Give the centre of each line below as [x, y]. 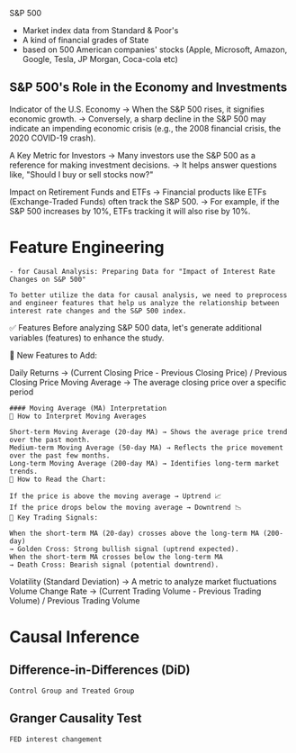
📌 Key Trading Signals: [54, 517]
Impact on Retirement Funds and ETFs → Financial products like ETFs [138, 192]
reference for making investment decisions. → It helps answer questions [143, 165]
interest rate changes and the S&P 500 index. [98, 311]
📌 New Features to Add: [53, 355]
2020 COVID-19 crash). [53, 138]
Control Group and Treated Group [72, 691]
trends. [24, 471]
